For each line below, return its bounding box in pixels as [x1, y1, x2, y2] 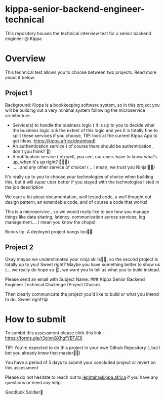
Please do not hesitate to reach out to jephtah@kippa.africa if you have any [5, 374, 159, 380]
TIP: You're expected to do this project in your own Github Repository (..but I [5, 345, 161, 351]
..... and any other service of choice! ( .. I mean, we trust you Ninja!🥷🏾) [12, 164, 155, 170]
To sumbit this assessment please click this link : [5, 330, 104, 336]
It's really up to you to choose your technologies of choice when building [5, 174, 154, 179]
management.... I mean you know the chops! [5, 219, 95, 225]
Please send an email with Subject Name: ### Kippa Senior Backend [5, 276, 145, 282]
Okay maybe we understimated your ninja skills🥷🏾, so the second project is [5, 256, 158, 262]
